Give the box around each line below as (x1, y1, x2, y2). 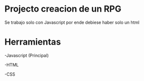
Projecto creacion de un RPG (4, 3, 122, 15)
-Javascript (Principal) (4, 52, 49, 58)
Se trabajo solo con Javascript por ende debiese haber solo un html (4, 19, 140, 25)
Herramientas (4, 36, 61, 48)
